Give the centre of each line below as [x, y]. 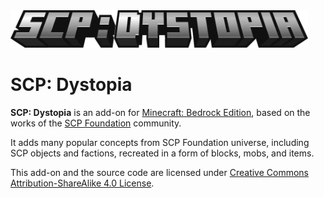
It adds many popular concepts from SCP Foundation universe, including [160, 142]
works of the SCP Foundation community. [96, 123]
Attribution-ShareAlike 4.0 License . [82, 183]
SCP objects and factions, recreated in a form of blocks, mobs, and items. [162, 153]
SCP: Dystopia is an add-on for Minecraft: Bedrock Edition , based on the [160, 112]
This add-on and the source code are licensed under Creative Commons [160, 172]
